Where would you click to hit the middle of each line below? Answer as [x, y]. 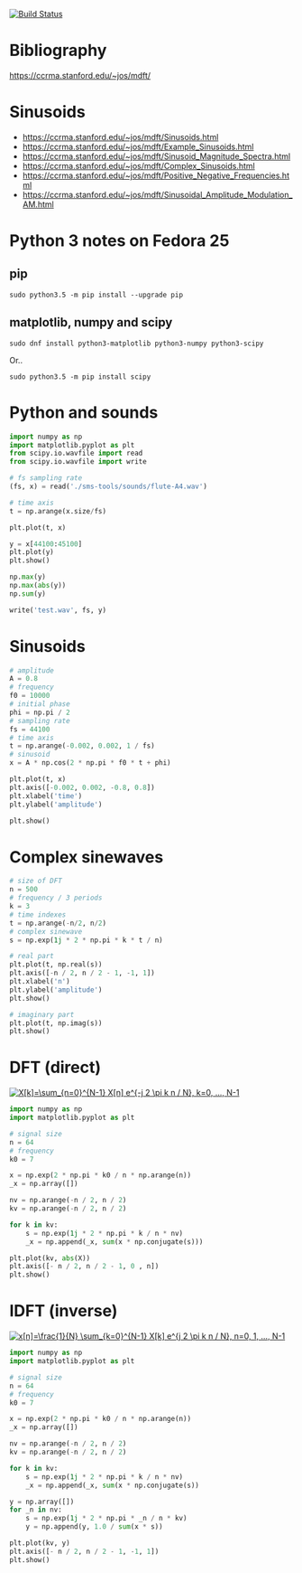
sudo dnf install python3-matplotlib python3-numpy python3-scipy [137, 344]
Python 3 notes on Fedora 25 [119, 241]
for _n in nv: [36, 1510]
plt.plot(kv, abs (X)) [50, 1258]
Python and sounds [84, 412]
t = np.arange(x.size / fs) [58, 511]
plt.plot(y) [32, 552]
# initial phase [40, 704]
